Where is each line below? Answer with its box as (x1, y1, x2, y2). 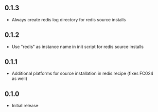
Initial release (11, 103, 38, 109)
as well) (11, 76, 28, 81)
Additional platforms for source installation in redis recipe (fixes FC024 (11, 70, 154, 77)
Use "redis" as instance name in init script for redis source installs (11, 44, 144, 49)
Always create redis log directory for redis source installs (11, 16, 126, 22)
